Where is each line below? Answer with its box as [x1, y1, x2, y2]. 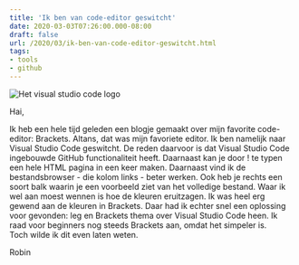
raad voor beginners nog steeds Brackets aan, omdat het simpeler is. [9, 219, 267, 231]
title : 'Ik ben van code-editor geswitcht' [9, 13, 177, 23]
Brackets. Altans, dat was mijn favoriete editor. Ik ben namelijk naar [35, 133, 286, 144]
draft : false [9, 30, 59, 39]
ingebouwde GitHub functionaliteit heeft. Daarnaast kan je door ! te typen [9, 152, 283, 163]
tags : [9, 47, 30, 56]
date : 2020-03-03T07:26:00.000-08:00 [9, 22, 152, 31]
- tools [9, 55, 39, 64]
